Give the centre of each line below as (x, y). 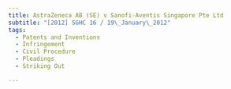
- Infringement (40, 44)
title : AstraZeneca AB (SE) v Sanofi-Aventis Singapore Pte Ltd (116, 15)
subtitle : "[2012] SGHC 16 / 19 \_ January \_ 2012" (89, 23)
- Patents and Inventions (58, 37)
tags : (17, 30)
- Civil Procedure (46, 52)
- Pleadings (35, 59)
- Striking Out (40, 66)
